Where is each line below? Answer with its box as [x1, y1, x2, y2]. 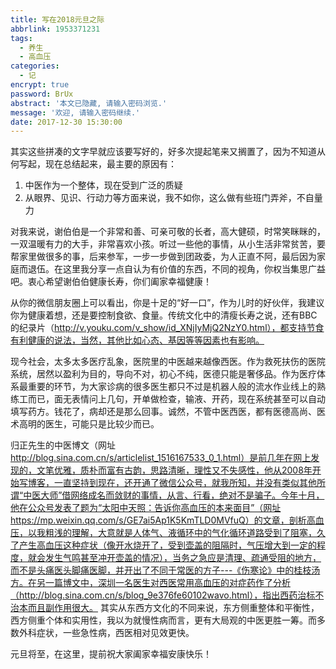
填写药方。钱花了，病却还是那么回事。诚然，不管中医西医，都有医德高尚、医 [10, 406, 326, 418]
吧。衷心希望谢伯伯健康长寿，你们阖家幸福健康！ [10, 276, 212, 288]
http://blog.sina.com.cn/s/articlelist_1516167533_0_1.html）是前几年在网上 [10, 452, 312, 464]
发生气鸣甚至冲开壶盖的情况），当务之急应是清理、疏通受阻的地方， [44, 552, 322, 564]
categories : [10, 61, 60, 71]
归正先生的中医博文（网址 [10, 439, 116, 451]
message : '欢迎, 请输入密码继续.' [10, 107, 141, 118]
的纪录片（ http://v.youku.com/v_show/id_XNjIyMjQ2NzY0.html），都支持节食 [10, 322, 325, 334]
